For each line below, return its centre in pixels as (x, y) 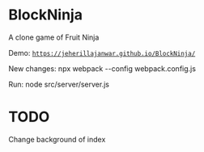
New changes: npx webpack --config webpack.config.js (102, 68)
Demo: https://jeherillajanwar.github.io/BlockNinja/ (102, 53)
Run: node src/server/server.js (59, 84)
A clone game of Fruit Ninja (54, 37)
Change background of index (57, 139)
